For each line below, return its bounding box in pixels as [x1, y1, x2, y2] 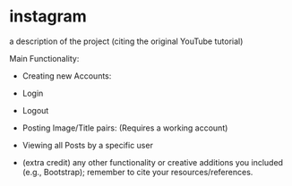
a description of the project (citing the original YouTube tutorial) [9, 36, 244, 46]
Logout [21, 105, 49, 115]
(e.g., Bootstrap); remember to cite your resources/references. [21, 166, 253, 177]
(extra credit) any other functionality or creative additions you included [21, 156, 284, 167]
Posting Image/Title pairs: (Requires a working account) [21, 123, 228, 133]
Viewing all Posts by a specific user [21, 139, 154, 150]
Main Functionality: [9, 53, 80, 63]
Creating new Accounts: [21, 70, 112, 81]
